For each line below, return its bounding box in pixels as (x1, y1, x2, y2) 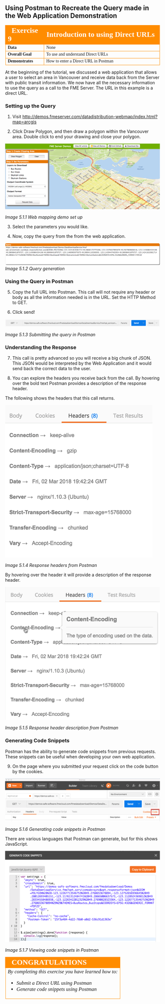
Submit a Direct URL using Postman (16, 980, 92, 986)
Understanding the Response (5, 344, 77, 351)
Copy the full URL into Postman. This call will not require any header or (12, 289, 156, 295)
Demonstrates (7, 59, 33, 64)
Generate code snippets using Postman (16, 986, 97, 993)
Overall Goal (7, 52, 32, 57)
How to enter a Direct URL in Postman (46, 59, 114, 64)
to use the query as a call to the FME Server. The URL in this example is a (5, 85, 153, 91)
